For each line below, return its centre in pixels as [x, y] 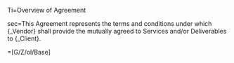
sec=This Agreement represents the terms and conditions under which [110, 23]
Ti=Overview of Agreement [47, 10]
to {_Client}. [24, 38]
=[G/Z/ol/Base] [29, 52]
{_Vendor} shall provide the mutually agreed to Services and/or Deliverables [117, 31]
